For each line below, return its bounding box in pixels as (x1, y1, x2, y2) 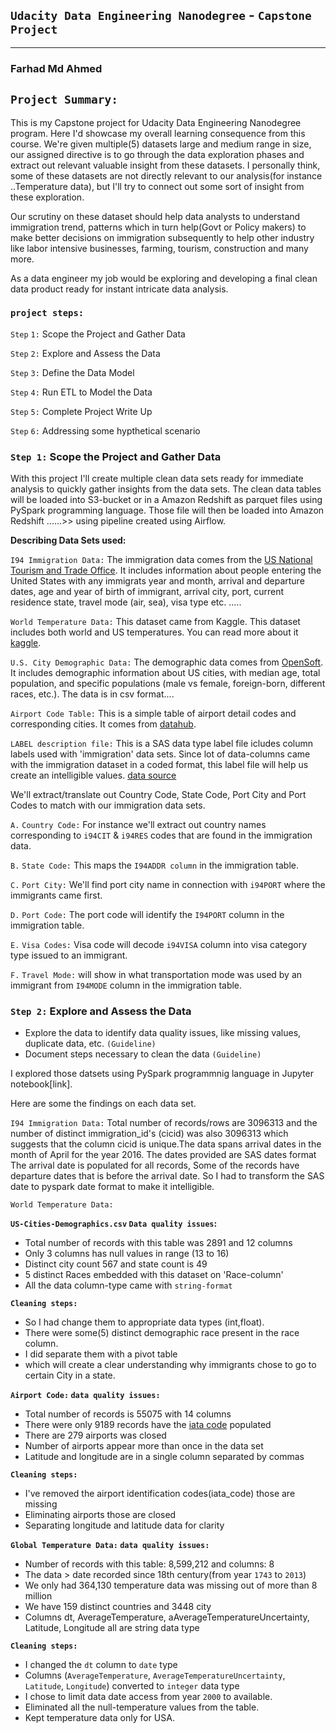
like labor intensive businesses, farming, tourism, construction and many (10, 242, 309, 254)
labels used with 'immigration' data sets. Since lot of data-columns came (10, 748, 311, 760)
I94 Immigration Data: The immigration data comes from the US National (10, 554, 313, 566)
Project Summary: (10, 93, 118, 107)
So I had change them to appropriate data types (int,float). (24, 1316, 265, 1328)
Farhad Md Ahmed (10, 61, 103, 75)
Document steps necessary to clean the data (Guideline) (24, 1048, 262, 1060)
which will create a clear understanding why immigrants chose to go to (24, 1359, 317, 1371)
